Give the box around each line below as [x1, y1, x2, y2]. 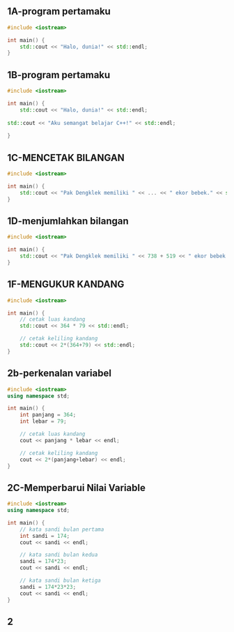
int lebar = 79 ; [19, 418, 68, 425]
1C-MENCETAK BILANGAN [7, 151, 125, 163]
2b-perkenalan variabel [7, 368, 111, 379]
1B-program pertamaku [7, 69, 111, 81]
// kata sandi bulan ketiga [19, 577, 101, 585]
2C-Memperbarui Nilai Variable [7, 481, 146, 494]
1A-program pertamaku [7, 6, 111, 17]
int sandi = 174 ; [19, 532, 70, 539]
